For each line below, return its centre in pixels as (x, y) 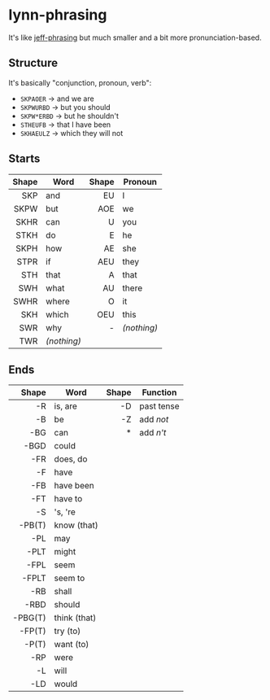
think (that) (75, 618)
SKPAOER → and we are (57, 98)
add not (154, 419)
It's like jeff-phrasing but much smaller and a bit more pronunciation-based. (135, 37)
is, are (65, 406)
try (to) (67, 631)
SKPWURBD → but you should (65, 107)
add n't (153, 433)
